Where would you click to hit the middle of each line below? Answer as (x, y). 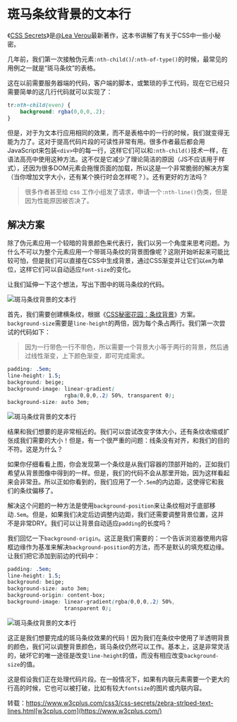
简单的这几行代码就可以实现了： (66, 92)
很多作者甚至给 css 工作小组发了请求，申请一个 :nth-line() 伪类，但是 (126, 192)
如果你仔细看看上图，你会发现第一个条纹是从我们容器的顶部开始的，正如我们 (119, 464)
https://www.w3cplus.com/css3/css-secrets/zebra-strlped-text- (120, 703)
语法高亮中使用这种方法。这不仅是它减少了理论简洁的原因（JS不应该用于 (113, 159)
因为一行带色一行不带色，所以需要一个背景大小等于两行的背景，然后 (123, 347)
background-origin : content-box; (56, 595)
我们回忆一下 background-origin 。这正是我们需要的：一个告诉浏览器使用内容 (117, 538)
